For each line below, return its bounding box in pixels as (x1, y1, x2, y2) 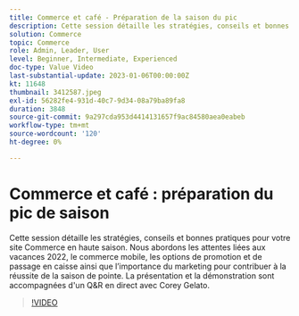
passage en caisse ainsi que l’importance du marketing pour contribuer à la (9, 261, 287, 271)
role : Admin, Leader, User (9, 46, 110, 55)
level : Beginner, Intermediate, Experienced (9, 54, 178, 63)
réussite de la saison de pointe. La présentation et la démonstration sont (9, 270, 275, 281)
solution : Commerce (9, 29, 82, 38)
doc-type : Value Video (9, 63, 94, 72)
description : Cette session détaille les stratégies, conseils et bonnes (9, 21, 290, 30)
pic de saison (9, 203, 110, 223)
